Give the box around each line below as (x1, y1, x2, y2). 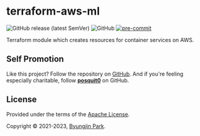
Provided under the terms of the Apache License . (6, 110, 130, 118)
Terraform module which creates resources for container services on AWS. (6, 36, 195, 43)
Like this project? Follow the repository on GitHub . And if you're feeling (6, 70, 184, 77)
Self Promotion (6, 54, 64, 65)
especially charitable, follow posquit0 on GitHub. (6, 76, 129, 84)
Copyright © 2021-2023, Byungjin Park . (6, 122, 106, 129)
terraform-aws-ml (6, 4, 100, 18)
